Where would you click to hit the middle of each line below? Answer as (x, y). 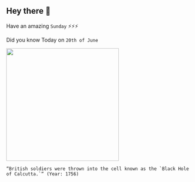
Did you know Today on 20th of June (52, 40)
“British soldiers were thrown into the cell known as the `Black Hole (97, 169)
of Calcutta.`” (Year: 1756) (43, 174)
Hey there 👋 (28, 11)
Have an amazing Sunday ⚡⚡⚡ (42, 26)
